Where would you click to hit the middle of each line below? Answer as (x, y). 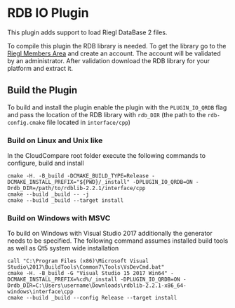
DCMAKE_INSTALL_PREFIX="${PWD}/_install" (69, 182)
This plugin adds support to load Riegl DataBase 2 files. (87, 32)
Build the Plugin (42, 90)
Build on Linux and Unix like (55, 140)
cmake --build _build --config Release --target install (92, 298)
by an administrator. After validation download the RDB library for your (109, 60)
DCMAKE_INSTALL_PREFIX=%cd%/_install (62, 280)
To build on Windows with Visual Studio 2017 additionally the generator (110, 234)
